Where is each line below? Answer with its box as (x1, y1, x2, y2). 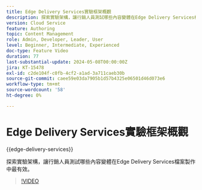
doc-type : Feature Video (6, 48, 69, 54)
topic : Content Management (6, 31, 74, 37)
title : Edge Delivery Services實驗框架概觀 (6, 8, 111, 15)
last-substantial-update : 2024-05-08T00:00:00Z (6, 59, 128, 65)
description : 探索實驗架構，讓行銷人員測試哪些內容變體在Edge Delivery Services (6, 14, 195, 20)
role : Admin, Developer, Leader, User (6, 37, 103, 43)
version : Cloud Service (6, 20, 66, 26)
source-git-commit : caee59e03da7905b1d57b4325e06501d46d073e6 (6, 76, 165, 82)
